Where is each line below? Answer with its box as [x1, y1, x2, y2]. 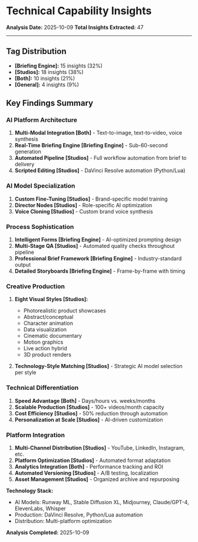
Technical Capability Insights [6, 4, 152, 18]
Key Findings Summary [6, 98, 93, 108]
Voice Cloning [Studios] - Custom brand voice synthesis [14, 208, 153, 215]
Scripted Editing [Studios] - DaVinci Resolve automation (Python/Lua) [14, 167, 186, 174]
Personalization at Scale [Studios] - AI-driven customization [14, 416, 163, 423]
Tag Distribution [6, 46, 67, 57]
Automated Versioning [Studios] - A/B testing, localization [14, 469, 159, 476]
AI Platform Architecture [6, 116, 78, 124]
